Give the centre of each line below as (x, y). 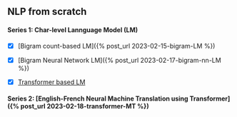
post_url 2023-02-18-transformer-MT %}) (85, 106)
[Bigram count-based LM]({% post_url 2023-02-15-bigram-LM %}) (116, 46)
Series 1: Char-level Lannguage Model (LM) (73, 30)
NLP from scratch (47, 12)
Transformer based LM (51, 82)
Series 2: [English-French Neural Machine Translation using (98, 98)
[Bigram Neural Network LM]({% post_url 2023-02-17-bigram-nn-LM (119, 60)
